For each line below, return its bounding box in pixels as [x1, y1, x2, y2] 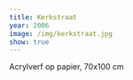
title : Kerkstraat [9, 12, 77, 22]
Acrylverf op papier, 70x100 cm [9, 62, 124, 72]
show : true [9, 37, 50, 47]
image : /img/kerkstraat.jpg [9, 29, 113, 38]
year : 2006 [9, 21, 50, 30]
